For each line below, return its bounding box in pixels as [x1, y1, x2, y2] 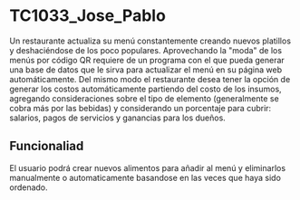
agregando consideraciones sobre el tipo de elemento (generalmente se [9, 92, 279, 104]
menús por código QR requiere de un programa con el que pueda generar [9, 54, 285, 65]
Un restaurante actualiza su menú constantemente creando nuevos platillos [9, 35, 292, 46]
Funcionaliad [9, 138, 84, 154]
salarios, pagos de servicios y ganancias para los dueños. [9, 112, 227, 123]
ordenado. [9, 182, 48, 193]
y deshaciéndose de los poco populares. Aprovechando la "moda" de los [9, 44, 283, 55]
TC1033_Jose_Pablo [9, 5, 166, 26]
